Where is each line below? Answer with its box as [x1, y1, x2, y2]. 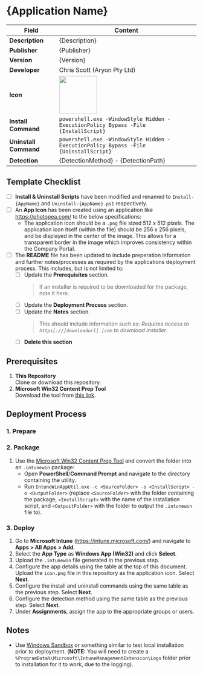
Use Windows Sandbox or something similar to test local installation [14, 641, 184, 649]
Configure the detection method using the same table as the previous [14, 595, 188, 602]
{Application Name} [6, 4, 109, 18]
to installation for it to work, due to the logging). [14, 660, 134, 668]
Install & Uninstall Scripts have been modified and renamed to [14, 193, 171, 200]
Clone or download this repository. [14, 379, 101, 386]
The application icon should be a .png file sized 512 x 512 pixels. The [24, 219, 195, 226]
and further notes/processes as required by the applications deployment [14, 258, 196, 265]
